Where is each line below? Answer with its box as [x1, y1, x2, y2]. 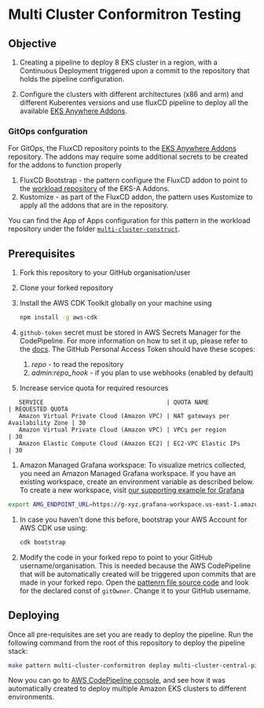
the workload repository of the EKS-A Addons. [19, 184, 170, 193]
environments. [8, 692, 55, 702]
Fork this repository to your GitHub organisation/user [19, 268, 191, 277]
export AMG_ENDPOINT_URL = [8, 501, 93, 508]
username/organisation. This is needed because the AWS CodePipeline [19, 560, 251, 570]
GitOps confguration [8, 126, 88, 137]
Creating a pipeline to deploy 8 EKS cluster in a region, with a [19, 57, 218, 67]
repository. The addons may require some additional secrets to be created [8, 152, 248, 162]
